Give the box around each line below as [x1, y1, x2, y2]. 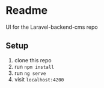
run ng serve [14, 69, 46, 77]
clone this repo [14, 56, 52, 63]
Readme [5, 4, 48, 17]
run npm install [14, 63, 55, 70]
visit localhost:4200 [14, 75, 64, 83]
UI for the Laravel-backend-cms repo [5, 23, 98, 31]
